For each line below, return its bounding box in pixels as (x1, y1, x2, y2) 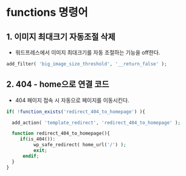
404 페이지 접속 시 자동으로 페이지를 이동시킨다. (15, 96, 129, 104)
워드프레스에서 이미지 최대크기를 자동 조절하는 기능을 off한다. (15, 49, 160, 56)
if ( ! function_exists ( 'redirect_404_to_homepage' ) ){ (6, 109, 146, 115)
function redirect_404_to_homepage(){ (12, 130, 111, 137)
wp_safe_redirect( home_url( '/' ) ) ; (33, 142, 126, 148)
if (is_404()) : (19, 136, 56, 143)
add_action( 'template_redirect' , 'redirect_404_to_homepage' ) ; (12, 120, 181, 126)
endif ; (22, 153, 40, 159)
